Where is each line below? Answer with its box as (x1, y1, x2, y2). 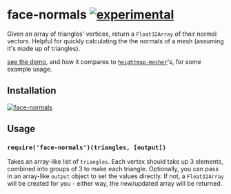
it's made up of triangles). (7, 44, 81, 52)
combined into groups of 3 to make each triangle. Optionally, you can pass (7, 165, 219, 173)
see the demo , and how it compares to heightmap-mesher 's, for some (7, 57, 201, 65)
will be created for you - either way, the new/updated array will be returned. (7, 180, 223, 188)
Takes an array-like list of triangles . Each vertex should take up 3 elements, (7, 158, 224, 166)
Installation (7, 85, 57, 96)
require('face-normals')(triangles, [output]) (7, 144, 167, 151)
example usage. (7, 65, 52, 73)
